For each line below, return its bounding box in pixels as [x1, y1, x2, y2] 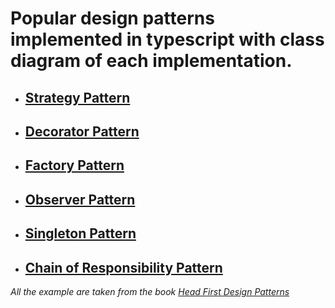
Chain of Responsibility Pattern [24, 259, 223, 276]
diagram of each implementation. [10, 50, 293, 72]
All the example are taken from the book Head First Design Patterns [10, 285, 290, 297]
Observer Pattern [24, 191, 136, 208]
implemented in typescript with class [10, 28, 325, 51]
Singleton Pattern [24, 225, 137, 242]
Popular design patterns [10, 7, 215, 30]
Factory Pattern [24, 157, 125, 174]
